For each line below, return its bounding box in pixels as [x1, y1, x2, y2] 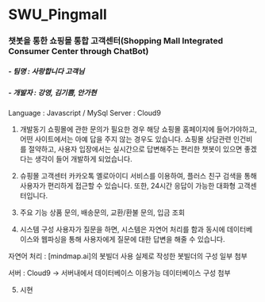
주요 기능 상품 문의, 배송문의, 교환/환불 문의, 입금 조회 [19, 208, 185, 217]
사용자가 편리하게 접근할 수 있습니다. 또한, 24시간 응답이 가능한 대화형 [19, 181, 236, 191]
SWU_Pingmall [8, 6, 107, 24]
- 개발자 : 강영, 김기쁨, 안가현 [8, 88, 97, 97]
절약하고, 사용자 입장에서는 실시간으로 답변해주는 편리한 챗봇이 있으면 [28, 144, 243, 154]
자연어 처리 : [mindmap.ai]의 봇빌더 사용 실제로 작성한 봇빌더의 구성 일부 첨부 [8, 251, 248, 261]
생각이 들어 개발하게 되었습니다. [34, 155, 132, 164]
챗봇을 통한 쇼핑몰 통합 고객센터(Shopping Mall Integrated [8, 36, 224, 47]
